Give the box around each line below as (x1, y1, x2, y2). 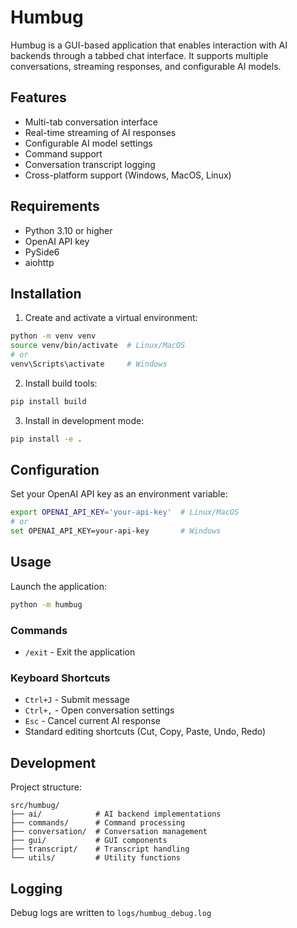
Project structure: (10, 781, 83, 793)
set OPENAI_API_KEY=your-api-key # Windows (10, 526, 222, 536)
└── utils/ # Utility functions (10, 853, 182, 863)
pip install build (10, 396, 87, 406)
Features (10, 89, 67, 106)
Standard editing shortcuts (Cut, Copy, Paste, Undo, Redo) (24, 726, 267, 738)
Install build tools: (24, 377, 98, 389)
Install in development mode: (24, 414, 145, 426)
